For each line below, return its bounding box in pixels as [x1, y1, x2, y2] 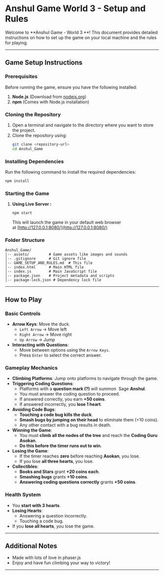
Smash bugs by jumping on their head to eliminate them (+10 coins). [19, 417, 159, 423]
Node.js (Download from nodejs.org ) [12, 94, 87, 99]
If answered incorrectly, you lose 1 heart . [19, 401, 102, 407]
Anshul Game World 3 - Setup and [5, 3, 146, 14]
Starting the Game [5, 190, 50, 197]
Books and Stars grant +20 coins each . [19, 469, 100, 475]
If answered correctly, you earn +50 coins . [19, 396, 106, 402]
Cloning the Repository [5, 111, 61, 118]
